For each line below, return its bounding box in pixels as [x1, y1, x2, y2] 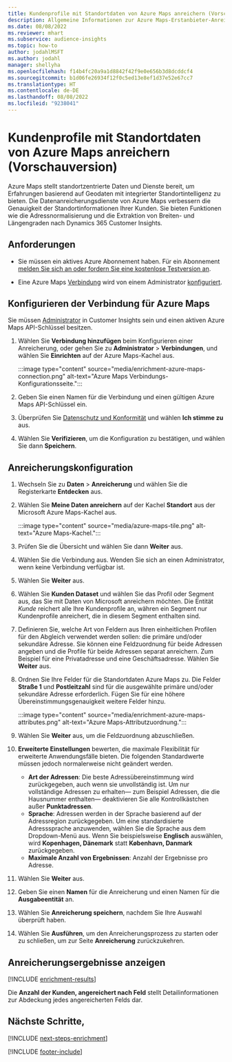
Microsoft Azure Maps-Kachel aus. [17, 509, 117, 517]
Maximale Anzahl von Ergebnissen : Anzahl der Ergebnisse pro [28, 854, 209, 862]
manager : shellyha [8, 61, 61, 68]
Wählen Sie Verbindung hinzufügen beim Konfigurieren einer [17, 336, 193, 345]
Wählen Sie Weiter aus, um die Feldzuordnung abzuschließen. [17, 732, 195, 740]
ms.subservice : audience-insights [8, 36, 107, 43]
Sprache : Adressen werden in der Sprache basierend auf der [28, 810, 202, 818]
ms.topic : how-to [8, 42, 58, 49]
